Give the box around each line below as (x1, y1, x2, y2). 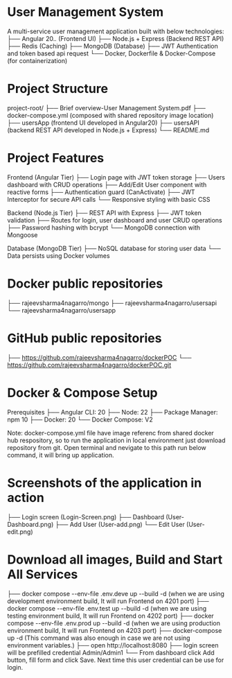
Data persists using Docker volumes (7, 251, 110, 260)
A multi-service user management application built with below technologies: (7, 27, 224, 35)
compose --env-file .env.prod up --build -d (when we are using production (7, 618, 220, 627)
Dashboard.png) (7, 520, 54, 528)
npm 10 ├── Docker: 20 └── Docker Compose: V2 (7, 415, 154, 424)
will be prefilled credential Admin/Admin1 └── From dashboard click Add (7, 648, 215, 657)
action (7, 489, 45, 505)
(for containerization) (7, 56, 68, 64)
